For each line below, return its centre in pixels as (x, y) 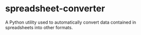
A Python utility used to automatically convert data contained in (71, 22)
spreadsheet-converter (55, 9)
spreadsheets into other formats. (39, 27)
